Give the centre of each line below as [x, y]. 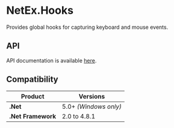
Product [33, 96]
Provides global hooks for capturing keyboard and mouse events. [87, 27]
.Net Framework [33, 116]
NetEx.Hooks [40, 11]
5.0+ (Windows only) [92, 106]
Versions [92, 96]
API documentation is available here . [51, 60]
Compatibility [32, 80]
